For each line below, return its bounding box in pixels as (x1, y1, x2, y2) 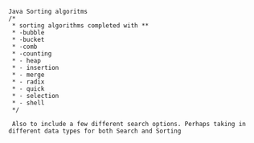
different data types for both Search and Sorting (8, 127, 182, 135)
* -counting (11, 50, 52, 58)
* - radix (11, 78, 45, 86)
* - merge (11, 71, 45, 79)
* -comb (11, 43, 38, 51)
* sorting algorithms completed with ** (11, 22, 150, 30)
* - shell (11, 99, 45, 107)
